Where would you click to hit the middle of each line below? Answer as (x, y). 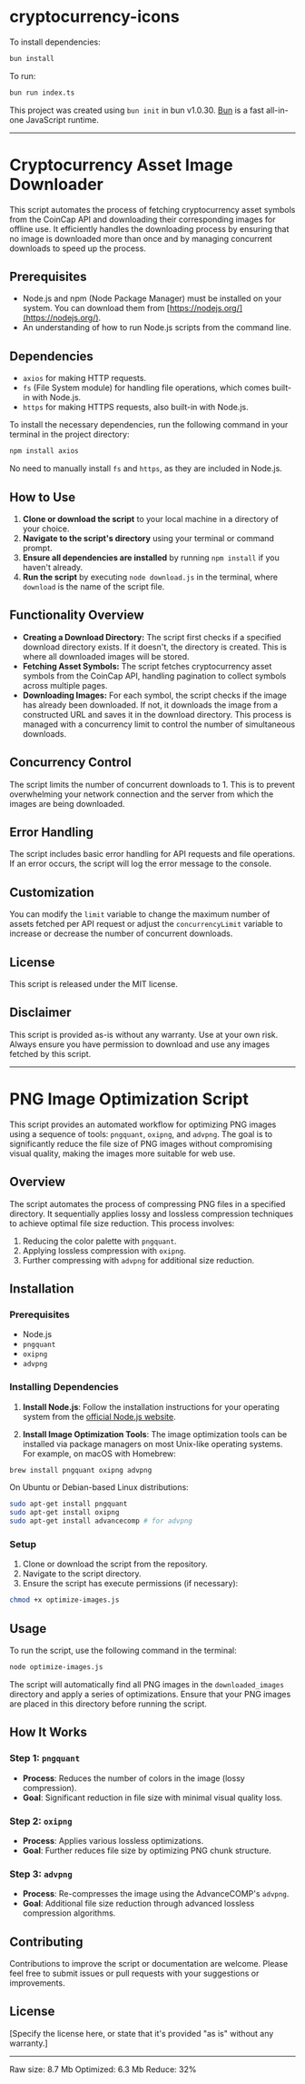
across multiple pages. (65, 685)
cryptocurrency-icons (94, 17)
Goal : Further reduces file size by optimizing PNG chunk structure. (147, 1850)
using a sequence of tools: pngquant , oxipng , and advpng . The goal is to (141, 1133)
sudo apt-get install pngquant (69, 1504)
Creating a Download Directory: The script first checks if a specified (152, 637)
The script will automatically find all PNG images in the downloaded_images (147, 1684)
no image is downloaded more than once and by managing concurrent (141, 238)
